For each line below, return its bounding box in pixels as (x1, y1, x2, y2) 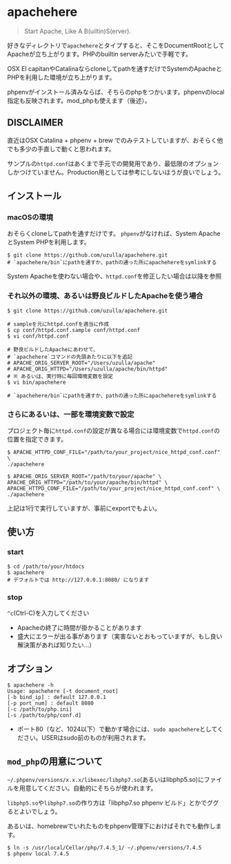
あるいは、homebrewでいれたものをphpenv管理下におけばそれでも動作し (7, 822, 216, 830)
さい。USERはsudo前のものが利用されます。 (23, 733, 150, 742)
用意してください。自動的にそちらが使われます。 (19, 784, 157, 792)
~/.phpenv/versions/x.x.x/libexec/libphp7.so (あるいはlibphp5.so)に (7, 775, 205, 783)
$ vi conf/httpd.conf (7, 333, 70, 340)
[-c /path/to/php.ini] (7, 705, 72, 713)
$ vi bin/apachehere (7, 379, 67, 386)
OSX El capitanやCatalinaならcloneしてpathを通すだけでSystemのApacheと (7, 64, 223, 72)
